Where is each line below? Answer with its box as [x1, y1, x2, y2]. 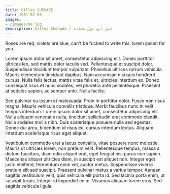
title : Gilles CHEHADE [5, 7, 53, 13]
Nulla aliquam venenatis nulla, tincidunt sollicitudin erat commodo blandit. [5, 114, 159, 120]
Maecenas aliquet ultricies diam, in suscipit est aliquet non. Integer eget [5, 156, 156, 163]
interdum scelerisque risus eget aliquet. [5, 130, 88, 136]
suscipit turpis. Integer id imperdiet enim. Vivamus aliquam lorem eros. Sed [5, 178, 162, 184]
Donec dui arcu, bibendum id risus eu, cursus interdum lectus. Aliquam [5, 125, 154, 131]
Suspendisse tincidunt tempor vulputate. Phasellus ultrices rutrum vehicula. [5, 67, 163, 73]
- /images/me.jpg [5, 21, 42, 27]
